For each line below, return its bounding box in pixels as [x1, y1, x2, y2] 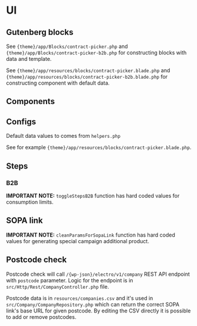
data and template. [6, 56, 52, 62]
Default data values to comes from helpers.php [6, 133, 121, 140]
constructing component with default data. [6, 79, 110, 86]
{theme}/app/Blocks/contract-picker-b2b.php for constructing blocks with [6, 49, 187, 56]
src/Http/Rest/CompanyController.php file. [6, 283, 109, 290]
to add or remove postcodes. [6, 313, 77, 320]
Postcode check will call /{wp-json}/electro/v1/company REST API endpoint [6, 270, 190, 277]
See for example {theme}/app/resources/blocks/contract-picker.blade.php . [6, 144, 192, 151]
